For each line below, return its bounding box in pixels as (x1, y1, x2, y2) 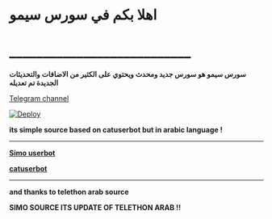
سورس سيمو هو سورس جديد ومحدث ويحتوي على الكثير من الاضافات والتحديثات (9, 69, 247, 79)
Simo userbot (9, 148, 56, 158)
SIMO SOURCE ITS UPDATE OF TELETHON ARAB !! (9, 203, 182, 213)
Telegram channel (9, 94, 69, 103)
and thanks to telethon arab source (9, 187, 129, 197)
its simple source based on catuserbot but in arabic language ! (9, 125, 223, 135)
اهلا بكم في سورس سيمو (9, 6, 157, 24)
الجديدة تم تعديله (9, 78, 59, 88)
